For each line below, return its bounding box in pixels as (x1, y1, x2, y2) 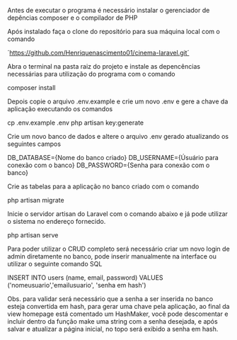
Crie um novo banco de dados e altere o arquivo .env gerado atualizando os (7, 132, 229, 140)
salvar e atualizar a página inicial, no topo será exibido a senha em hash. (7, 325, 219, 333)
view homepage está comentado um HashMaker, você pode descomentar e (7, 310, 229, 318)
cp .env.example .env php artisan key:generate (7, 118, 144, 127)
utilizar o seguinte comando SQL (7, 260, 103, 268)
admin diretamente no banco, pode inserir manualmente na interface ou (7, 252, 217, 261)
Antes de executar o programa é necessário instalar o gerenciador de (7, 6, 210, 14)
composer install (7, 84, 56, 91)
